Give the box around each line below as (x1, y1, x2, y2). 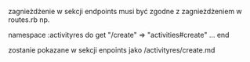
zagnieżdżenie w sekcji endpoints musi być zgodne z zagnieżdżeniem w (8, 7, 243, 16)
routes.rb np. (8, 15, 50, 24)
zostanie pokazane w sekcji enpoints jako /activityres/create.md (8, 46, 216, 54)
